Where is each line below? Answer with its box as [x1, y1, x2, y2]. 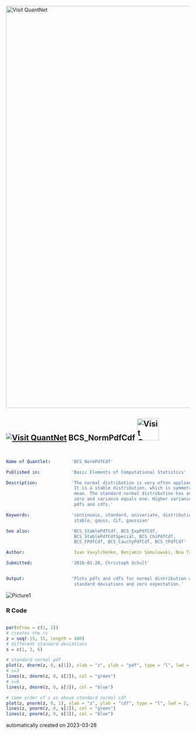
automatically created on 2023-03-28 [6, 722, 97, 729]
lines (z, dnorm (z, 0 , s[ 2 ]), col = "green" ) [6, 673, 116, 680]
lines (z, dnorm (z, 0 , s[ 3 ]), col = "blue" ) [6, 684, 114, 690]
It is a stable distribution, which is [73, 485, 171, 491]
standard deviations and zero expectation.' [73, 581, 184, 587]
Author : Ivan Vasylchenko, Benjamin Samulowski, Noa [6, 550, 184, 556]
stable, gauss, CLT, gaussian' [73, 518, 150, 523]
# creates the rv [6, 630, 48, 636]
